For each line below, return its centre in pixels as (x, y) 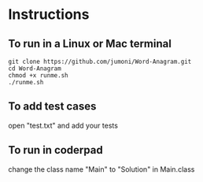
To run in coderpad (56, 150)
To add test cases (52, 107)
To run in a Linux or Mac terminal (90, 44)
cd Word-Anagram (35, 69)
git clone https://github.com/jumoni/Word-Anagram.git (100, 61)
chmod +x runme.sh (38, 76)
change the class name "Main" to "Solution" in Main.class (101, 169)
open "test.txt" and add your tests (63, 125)
